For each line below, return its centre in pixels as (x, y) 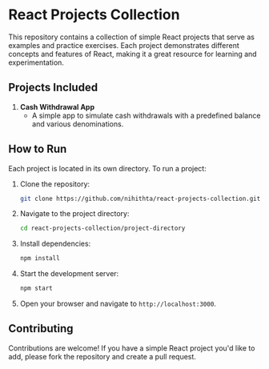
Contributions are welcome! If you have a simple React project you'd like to (132, 348)
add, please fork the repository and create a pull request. (102, 356)
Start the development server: (69, 274)
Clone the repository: (55, 184)
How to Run (38, 149)
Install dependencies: (55, 244)
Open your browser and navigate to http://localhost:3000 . (118, 304)
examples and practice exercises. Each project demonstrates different (124, 45)
